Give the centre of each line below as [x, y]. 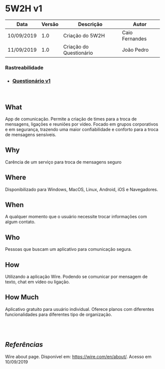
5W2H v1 [24, 9]
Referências [24, 345]
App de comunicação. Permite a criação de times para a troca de [71, 119]
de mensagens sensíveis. [31, 134]
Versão [50, 24]
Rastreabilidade [24, 67]
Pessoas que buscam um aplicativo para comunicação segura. [69, 249]
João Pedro [135, 50]
